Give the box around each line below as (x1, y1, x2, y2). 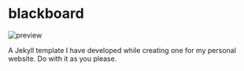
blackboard (8, 5, 84, 23)
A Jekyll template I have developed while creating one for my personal (8, 45, 236, 55)
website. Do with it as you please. (8, 54, 117, 63)
